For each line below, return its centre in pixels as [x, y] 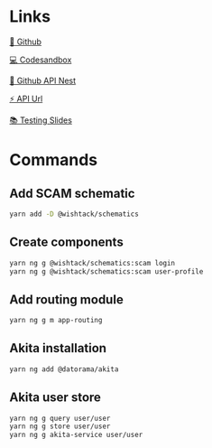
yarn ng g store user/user [60, 426]
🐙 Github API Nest [43, 80]
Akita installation [58, 348]
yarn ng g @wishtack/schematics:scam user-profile [106, 271]
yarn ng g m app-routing [56, 321]
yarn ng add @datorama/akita [64, 369]
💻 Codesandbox [41, 60]
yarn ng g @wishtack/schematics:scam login [92, 263]
